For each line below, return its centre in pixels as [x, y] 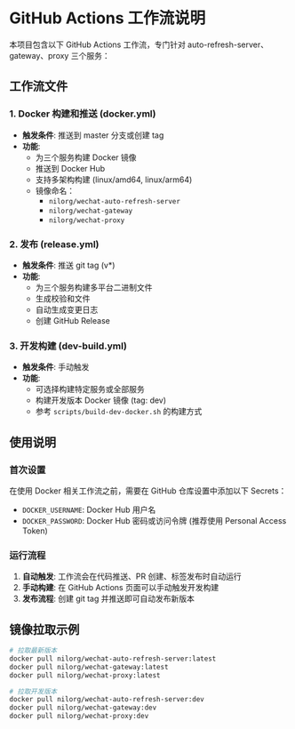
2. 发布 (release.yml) [54, 244]
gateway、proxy [39, 55]
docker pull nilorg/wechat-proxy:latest [85, 675]
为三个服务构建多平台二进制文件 [94, 287]
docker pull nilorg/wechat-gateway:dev [83, 708]
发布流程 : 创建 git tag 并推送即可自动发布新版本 [108, 599]
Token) [35, 531]
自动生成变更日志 [67, 309]
